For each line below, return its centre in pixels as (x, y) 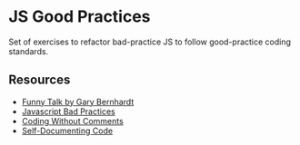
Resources (40, 80)
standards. (29, 51)
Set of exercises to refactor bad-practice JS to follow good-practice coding (150, 42)
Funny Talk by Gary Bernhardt (78, 101)
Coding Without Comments (72, 121)
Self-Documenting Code (67, 130)
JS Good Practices (80, 17)
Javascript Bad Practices (68, 111)
